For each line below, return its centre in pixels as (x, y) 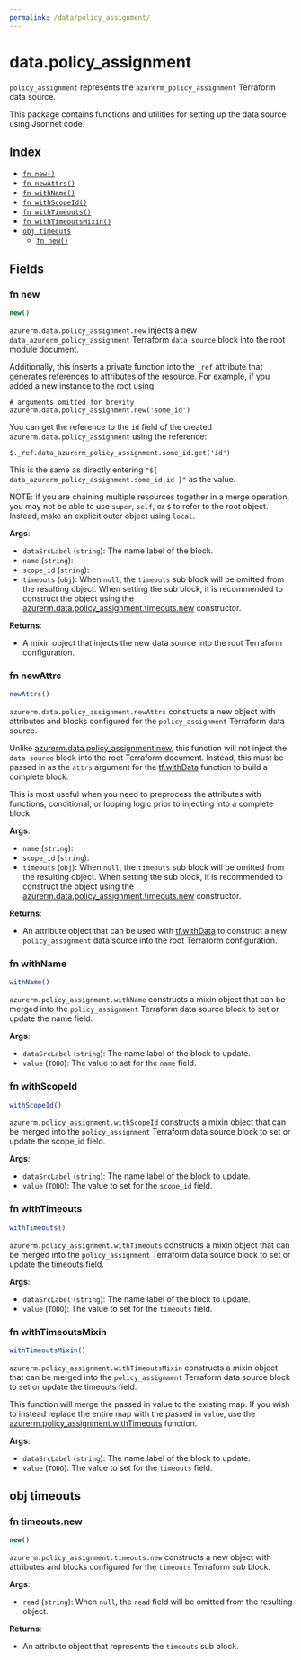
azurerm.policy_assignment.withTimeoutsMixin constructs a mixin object (144, 1368)
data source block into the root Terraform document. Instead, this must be (146, 758)
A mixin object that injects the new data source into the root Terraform (152, 642)
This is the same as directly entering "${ (84, 470)
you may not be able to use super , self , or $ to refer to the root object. (139, 506)
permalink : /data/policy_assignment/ (80, 18)
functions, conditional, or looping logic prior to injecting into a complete (142, 804)
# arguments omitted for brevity (72, 402)
